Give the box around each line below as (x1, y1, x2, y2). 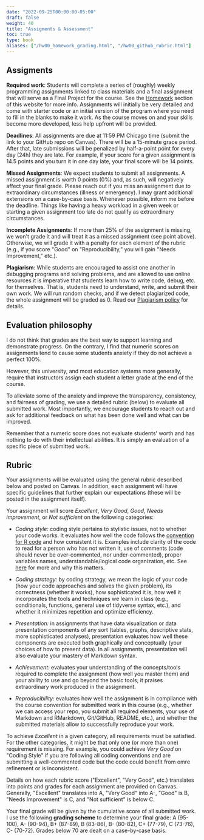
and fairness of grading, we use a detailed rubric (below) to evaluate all (6, 398, 185, 405)
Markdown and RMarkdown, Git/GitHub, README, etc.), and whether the (15, 714, 197, 722)
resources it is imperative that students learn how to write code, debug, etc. (6, 277, 196, 284)
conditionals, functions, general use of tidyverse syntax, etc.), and (15, 601, 181, 609)
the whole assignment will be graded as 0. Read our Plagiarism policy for (6, 296, 189, 303)
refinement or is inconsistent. (6, 765, 80, 772)
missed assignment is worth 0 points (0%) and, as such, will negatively (6, 175, 184, 183)
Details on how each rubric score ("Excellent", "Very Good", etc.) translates (6, 776, 194, 784)
